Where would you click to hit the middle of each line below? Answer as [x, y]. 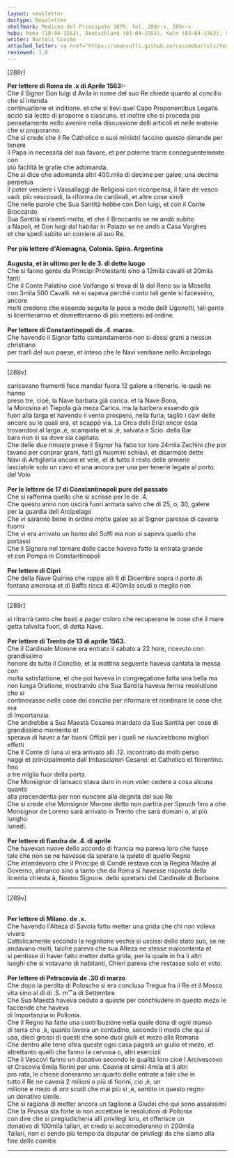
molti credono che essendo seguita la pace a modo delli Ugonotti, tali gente [116, 308]
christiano [22, 345]
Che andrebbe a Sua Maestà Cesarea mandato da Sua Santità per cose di [113, 722]
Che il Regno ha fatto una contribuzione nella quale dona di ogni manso [110, 1022]
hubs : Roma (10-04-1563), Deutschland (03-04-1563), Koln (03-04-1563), [115, 33]
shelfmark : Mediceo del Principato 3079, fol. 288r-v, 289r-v [99, 26]
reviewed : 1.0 [28, 53]
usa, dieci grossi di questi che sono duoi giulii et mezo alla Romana [103, 1037]
